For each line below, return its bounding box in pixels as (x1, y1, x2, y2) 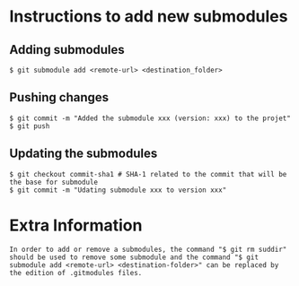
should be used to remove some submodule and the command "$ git (9, 253, 259, 262)
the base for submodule (9, 178, 99, 186)
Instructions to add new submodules (9, 6, 288, 27)
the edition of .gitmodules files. (9, 268, 143, 277)
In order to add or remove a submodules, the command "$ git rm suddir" (9, 245, 287, 254)
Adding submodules (9, 42, 126, 57)
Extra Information (9, 215, 143, 235)
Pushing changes (9, 90, 110, 105)
